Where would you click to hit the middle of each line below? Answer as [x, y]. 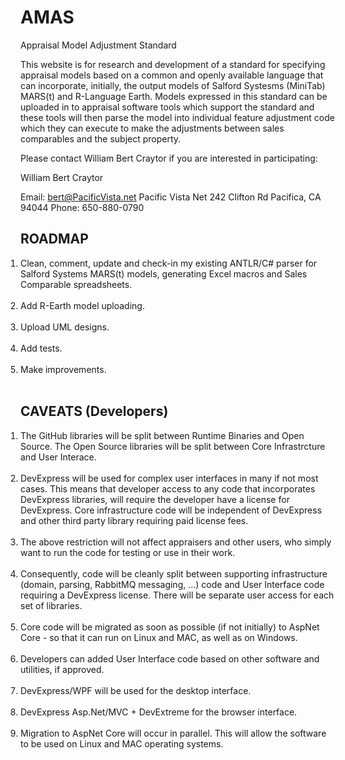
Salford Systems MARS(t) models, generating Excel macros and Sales [164, 273]
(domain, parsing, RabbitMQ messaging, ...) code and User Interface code [172, 584]
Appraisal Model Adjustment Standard [98, 45]
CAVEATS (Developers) [94, 411]
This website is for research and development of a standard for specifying [173, 64]
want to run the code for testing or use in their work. [128, 552]
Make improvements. [63, 369]
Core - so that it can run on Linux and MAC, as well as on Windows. [159, 637]
